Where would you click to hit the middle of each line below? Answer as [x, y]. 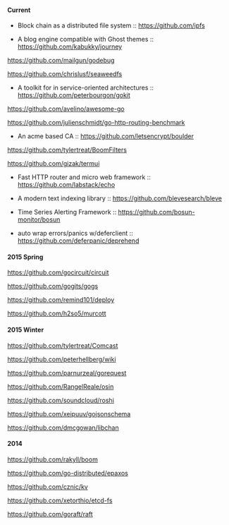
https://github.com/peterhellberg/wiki [62, 359]
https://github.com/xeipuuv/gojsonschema [69, 414]
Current [19, 10]
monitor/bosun [39, 219]
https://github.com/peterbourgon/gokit [74, 95]
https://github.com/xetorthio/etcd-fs [60, 500]
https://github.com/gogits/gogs [53, 286]
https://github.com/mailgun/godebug [61, 61]
